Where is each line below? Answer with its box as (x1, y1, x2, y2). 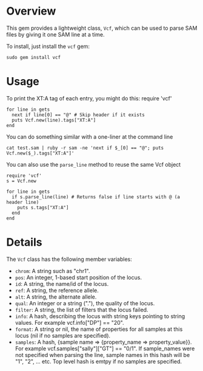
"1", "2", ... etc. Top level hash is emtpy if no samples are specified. (15, 358, 182, 365)
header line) (6, 199, 39, 205)
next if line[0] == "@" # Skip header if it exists (12, 111, 145, 118)
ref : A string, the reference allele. (15, 286, 99, 294)
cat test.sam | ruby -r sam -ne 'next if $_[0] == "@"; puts (6, 145, 164, 151)
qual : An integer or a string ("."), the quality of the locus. (15, 299, 155, 307)
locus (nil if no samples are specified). (15, 331, 111, 339)
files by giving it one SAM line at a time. (6, 30, 105, 38)
